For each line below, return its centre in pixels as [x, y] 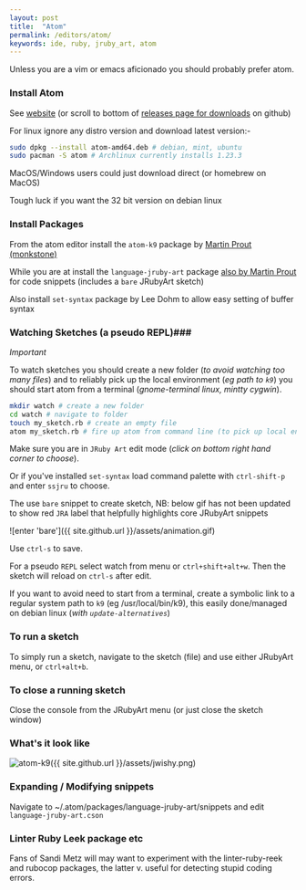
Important [28, 351]
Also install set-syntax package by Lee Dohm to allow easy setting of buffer [152, 298]
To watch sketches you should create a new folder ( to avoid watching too [147, 370]
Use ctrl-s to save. [46, 549]
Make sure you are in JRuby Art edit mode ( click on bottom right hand [140, 449]
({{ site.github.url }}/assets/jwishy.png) [123, 763]
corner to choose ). [44, 458]
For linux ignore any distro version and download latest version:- [130, 131]
